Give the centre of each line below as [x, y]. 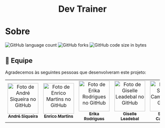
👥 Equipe [19, 61]
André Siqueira [23, 116]
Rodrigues [94, 118]
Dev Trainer [82, 9]
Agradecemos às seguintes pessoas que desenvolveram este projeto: [76, 72]
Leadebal [130, 118]
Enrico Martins [59, 116]
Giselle [130, 114]
